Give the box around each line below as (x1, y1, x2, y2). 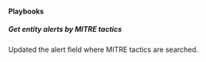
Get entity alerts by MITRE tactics (8, 25, 122, 34)
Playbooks (8, 6, 45, 16)
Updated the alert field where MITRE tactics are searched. (8, 45, 199, 54)
